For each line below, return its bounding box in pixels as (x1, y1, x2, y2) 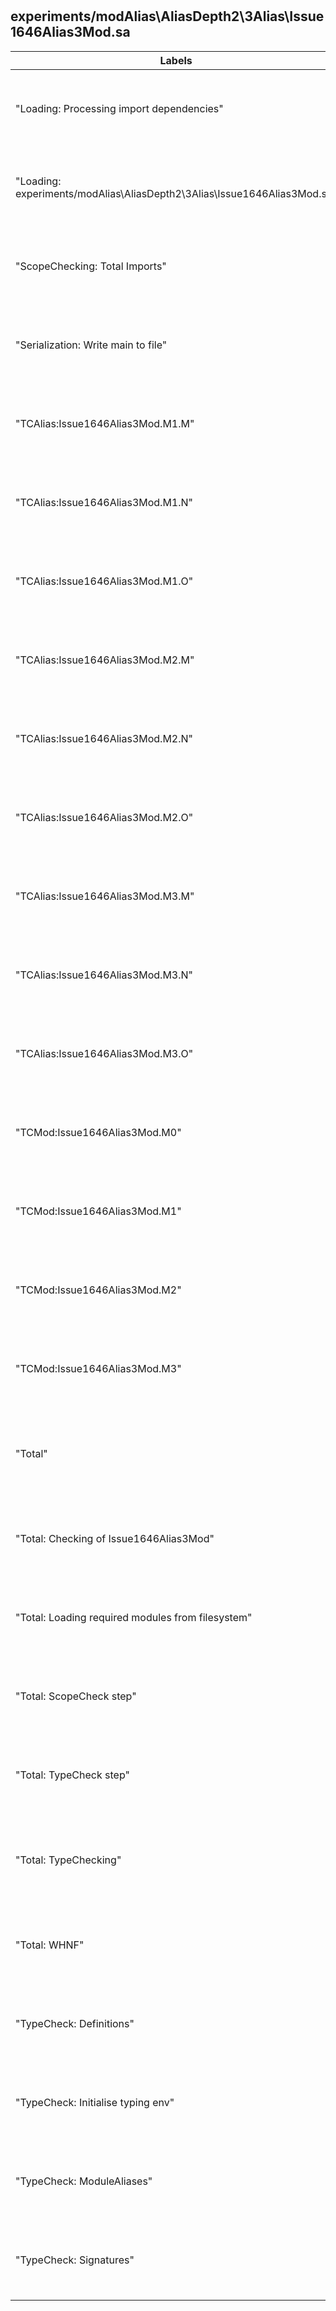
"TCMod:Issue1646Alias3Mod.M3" (15, 1361, 182, 1375)
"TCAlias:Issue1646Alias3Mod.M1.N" (15, 495, 194, 509)
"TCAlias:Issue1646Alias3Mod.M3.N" (15, 968, 194, 982)
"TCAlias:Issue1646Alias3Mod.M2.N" (15, 731, 194, 745)
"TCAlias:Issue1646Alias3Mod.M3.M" (15, 889, 195, 903)
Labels (159, 53, 193, 67)
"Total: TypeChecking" (15, 1853, 122, 1867)
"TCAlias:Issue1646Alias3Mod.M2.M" (15, 653, 195, 667)
